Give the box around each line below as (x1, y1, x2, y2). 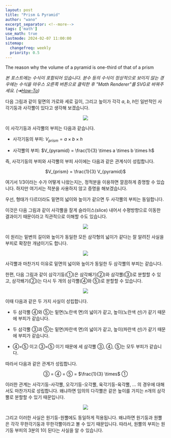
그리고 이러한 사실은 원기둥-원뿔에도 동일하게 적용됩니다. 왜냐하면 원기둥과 (5, 415, 153, 421)
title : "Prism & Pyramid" (5, 12, 60, 17)
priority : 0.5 (10, 50, 40, 55)
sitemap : (5, 41, 24, 46)
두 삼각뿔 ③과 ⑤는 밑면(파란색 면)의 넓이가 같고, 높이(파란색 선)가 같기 (12, 326, 157, 332)
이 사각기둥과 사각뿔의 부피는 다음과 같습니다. (5, 125, 95, 131)
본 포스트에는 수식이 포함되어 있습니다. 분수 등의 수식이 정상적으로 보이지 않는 (5, 74, 159, 81)
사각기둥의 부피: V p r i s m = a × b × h (12, 136, 83, 143)
